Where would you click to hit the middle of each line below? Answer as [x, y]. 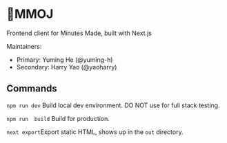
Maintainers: [24, 46]
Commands [32, 89]
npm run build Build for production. [58, 118]
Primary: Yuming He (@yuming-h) [65, 59]
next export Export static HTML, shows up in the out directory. [95, 132]
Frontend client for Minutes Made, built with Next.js [79, 33]
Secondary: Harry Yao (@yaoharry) [67, 67]
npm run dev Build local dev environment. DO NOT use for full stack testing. [113, 105]
